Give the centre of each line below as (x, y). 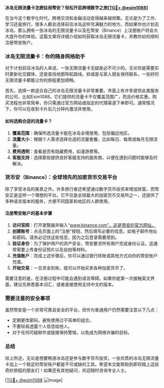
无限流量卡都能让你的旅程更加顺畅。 (41, 80)
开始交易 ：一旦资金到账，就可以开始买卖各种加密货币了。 (70, 268)
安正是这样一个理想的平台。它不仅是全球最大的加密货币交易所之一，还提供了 (82, 195)
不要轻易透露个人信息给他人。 (42, 326)
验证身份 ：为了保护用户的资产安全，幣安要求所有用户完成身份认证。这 (83, 243)
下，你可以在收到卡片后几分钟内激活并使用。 (50, 109)
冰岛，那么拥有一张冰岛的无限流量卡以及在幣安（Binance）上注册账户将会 (80, 30)
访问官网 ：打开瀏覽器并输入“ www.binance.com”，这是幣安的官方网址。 (84, 225)
